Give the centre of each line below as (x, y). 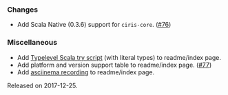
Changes (23, 10)
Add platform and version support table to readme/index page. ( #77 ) (114, 65)
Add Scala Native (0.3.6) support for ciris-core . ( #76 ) (94, 25)
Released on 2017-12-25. (42, 85)
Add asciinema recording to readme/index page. (86, 72)
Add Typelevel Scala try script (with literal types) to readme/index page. (119, 57)
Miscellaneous (32, 43)
